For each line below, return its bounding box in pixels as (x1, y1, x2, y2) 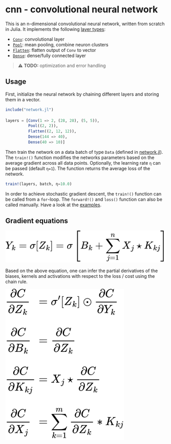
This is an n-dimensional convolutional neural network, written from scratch (5, 21, 165, 27)
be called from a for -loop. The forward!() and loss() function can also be (5, 196, 163, 202)
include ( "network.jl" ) (5, 107, 54, 112)
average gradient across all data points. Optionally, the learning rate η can (5, 159, 161, 166)
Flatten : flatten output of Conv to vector (12, 47, 96, 53)
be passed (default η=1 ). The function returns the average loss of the (5, 165, 151, 171)
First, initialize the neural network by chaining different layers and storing (5, 91, 159, 97)
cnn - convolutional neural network (5, 4, 158, 15)
